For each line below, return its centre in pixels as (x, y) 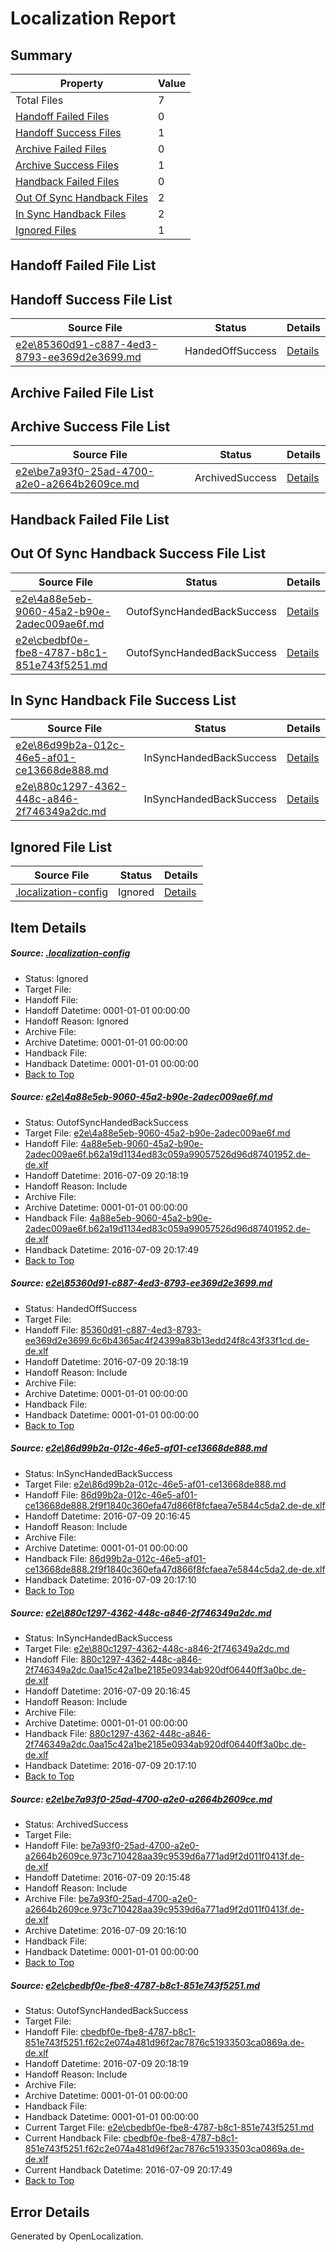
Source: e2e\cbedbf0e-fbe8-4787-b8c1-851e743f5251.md (135, 1986)
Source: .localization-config (70, 953)
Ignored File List (61, 847)
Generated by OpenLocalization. (77, 2236)
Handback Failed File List (90, 519)
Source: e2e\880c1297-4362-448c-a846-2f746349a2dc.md (141, 1613)
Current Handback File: (73, 2138)
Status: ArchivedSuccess (76, 1824)
